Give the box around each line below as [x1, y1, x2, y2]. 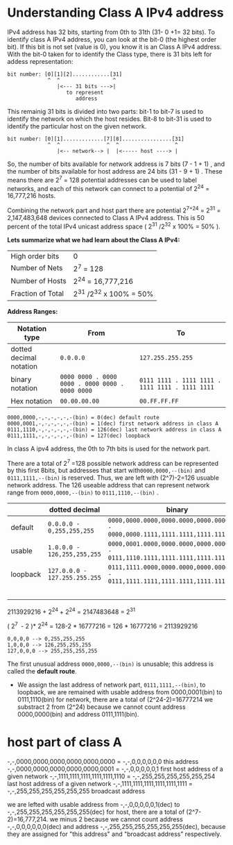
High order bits [10, 251, 60, 261]
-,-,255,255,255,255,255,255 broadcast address [7, 787, 146, 795]
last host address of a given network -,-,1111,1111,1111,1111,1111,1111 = [7, 779, 193, 787]
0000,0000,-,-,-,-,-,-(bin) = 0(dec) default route [7, 414, 159, 421]
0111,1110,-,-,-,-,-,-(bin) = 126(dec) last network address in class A [7, 426, 222, 433]
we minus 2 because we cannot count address [49, 814, 184, 823]
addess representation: [7, 57, 74, 65]
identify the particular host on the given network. [7, 122, 147, 130]
